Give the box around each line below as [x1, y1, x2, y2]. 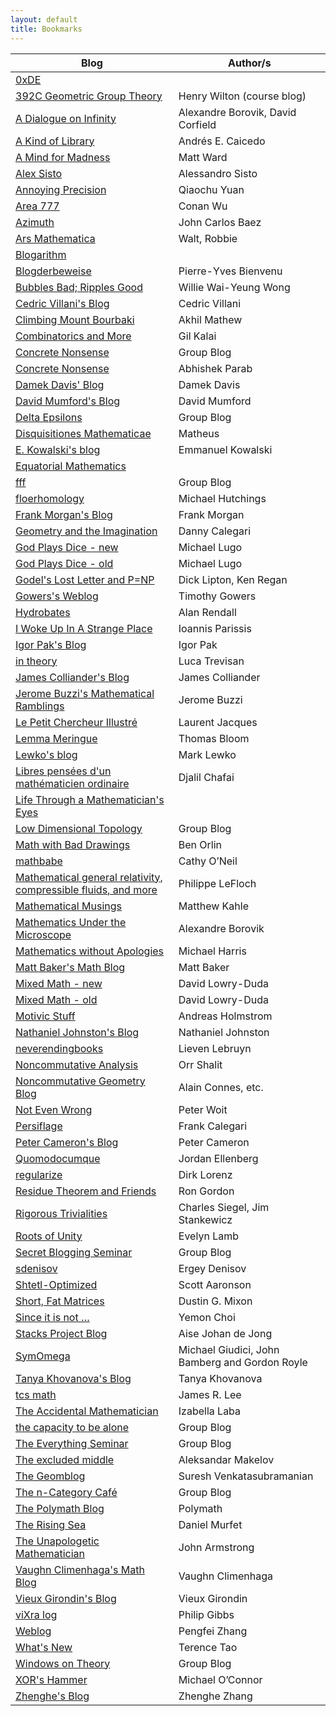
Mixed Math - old [15, 992, 98, 1006]
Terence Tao [178, 1640, 238, 1654]
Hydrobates [15, 605, 71, 619]
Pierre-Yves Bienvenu [178, 264, 283, 278]
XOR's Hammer [15, 1672, 88, 1686]
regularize [15, 1167, 63, 1181]
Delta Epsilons [15, 410, 83, 424]
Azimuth [15, 215, 55, 229]
